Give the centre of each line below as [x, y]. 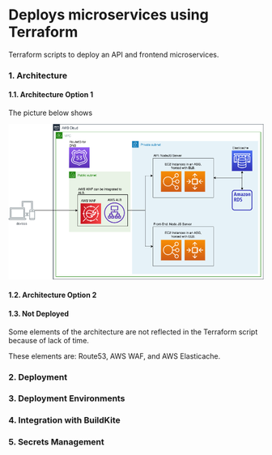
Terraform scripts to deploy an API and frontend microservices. [114, 54]
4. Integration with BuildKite [65, 420]
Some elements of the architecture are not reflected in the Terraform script [133, 332]
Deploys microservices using [108, 15]
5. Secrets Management [56, 442]
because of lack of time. [49, 340]
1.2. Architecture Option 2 [53, 295]
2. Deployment [38, 376]
